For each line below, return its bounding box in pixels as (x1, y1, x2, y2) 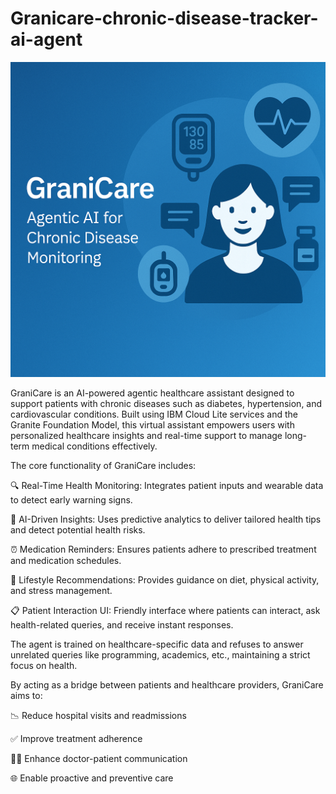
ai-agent (10, 28, 83, 51)
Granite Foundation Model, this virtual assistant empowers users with (10, 418, 295, 431)
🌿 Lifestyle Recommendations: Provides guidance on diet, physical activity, (10, 573, 320, 586)
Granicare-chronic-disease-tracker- (10, 7, 319, 30)
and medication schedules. (10, 554, 122, 566)
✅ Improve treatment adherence (10, 732, 143, 744)
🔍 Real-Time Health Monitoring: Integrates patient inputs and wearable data (10, 479, 324, 491)
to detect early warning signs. (10, 493, 133, 506)
